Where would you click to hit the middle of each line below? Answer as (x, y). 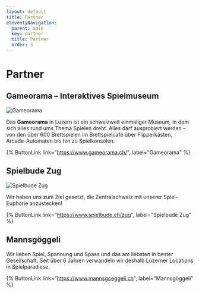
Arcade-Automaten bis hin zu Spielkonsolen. (61, 141)
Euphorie (17, 203)
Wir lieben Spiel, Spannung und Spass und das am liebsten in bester (90, 254)
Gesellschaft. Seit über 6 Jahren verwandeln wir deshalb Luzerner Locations (100, 260)
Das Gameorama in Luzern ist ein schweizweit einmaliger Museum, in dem (98, 122)
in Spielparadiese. (28, 267)
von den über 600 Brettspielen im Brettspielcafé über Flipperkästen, (89, 134)
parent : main (28, 28)
